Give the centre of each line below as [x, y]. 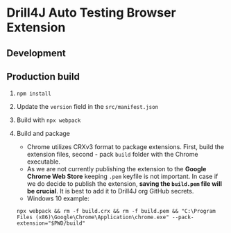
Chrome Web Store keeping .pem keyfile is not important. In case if [122, 176]
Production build [43, 77]
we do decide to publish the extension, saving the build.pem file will [125, 184]
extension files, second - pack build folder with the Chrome [112, 155]
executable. [43, 162]
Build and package [43, 134]
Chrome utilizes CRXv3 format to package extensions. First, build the [126, 147]
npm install [34, 94]
